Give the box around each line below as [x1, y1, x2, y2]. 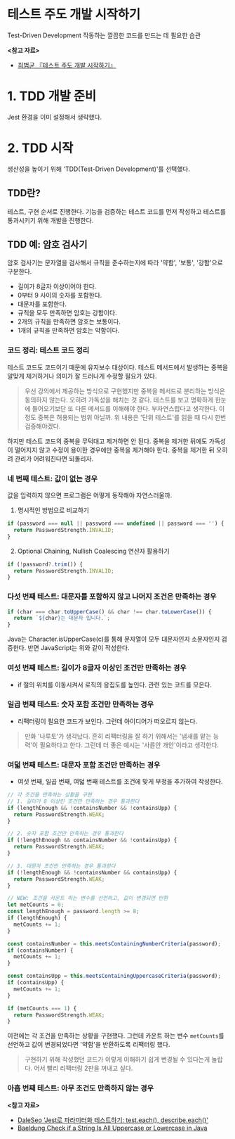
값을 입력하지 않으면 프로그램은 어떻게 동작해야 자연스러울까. [7, 491, 173, 499]
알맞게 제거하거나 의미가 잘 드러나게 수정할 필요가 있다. [7, 371, 157, 380]
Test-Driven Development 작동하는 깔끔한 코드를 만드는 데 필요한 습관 [7, 31, 201, 39]
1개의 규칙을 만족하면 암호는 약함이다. [17, 326, 120, 335]
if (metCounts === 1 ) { [7, 1005, 77, 1012]
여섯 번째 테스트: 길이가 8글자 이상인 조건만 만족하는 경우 [7, 663, 187, 673]
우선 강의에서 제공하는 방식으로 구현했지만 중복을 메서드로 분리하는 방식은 [24, 386, 226, 395]
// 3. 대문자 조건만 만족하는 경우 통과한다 [7, 863, 116, 870]
